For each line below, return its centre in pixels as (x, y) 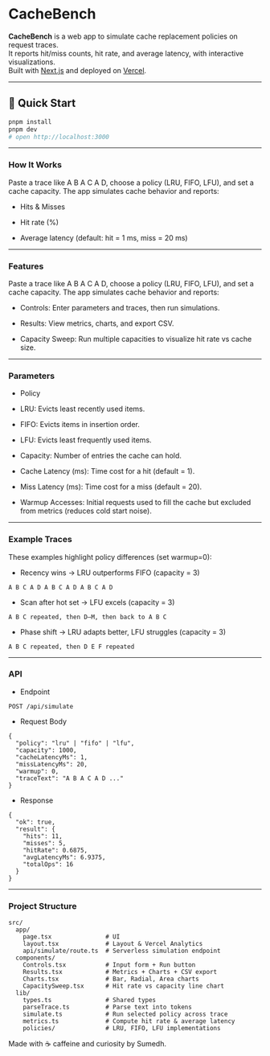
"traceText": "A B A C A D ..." (70, 778)
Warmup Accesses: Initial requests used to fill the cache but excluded (135, 503)
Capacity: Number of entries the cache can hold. (101, 456)
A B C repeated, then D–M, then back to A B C (88, 617)
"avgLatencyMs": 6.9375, (64, 857)
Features (26, 266)
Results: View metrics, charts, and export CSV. (97, 323)
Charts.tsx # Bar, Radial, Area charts (111, 979)
